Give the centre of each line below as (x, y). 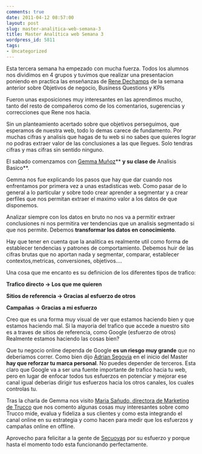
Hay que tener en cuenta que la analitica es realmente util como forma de (97, 241)
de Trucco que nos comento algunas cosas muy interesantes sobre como (97, 407)
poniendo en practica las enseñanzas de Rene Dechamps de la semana (95, 81)
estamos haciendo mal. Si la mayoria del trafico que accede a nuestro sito (98, 326)
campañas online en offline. (41, 426)
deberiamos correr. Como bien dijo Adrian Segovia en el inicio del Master (97, 357)
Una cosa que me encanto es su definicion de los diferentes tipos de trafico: (101, 272)
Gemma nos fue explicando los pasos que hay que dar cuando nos (89, 180)
